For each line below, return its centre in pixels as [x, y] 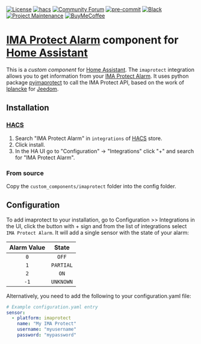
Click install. [30, 144]
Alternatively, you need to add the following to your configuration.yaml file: [99, 296]
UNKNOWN [62, 282]
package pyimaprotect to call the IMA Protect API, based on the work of [95, 82]
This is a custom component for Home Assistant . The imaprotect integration [100, 69]
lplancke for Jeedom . [32, 89]
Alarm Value [27, 247]
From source [25, 173]
